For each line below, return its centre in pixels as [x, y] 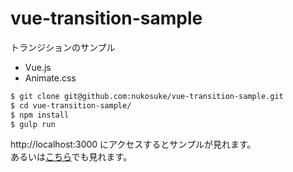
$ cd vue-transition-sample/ [71, 105]
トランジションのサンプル [63, 47]
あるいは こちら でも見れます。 [71, 157]
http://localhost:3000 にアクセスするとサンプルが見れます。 [133, 144]
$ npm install [40, 115]
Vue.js [38, 67]
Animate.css [50, 78]
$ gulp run [33, 124]
